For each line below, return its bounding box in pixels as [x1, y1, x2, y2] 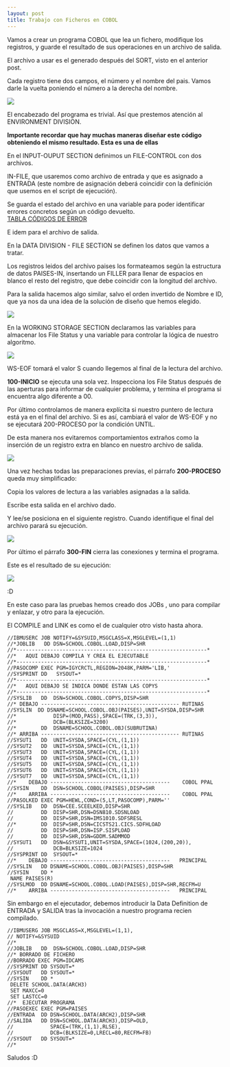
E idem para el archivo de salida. [7, 228, 100, 236]
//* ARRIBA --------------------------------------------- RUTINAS [7, 730, 205, 738]
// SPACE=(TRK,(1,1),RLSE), [7, 1023, 122, 1030]
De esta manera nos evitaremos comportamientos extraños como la [7, 433, 199, 441]
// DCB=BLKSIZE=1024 [7, 845, 103, 852]
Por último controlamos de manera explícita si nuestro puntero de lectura [7, 405, 214, 413]
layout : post [7, 10, 45, 17]
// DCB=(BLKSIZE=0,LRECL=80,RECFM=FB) [7, 1029, 152, 1036]
